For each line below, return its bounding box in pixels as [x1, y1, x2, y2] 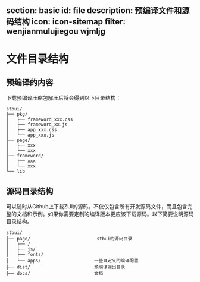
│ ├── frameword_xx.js [6, 122, 68, 128]
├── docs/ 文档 [6, 271, 104, 277]
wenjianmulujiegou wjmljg [6, 26, 106, 37]
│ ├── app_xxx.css [6, 127, 58, 133]
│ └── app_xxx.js [6, 132, 55, 138]
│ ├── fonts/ [6, 252, 44, 258]
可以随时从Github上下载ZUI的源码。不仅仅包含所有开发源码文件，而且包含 [6, 203, 187, 210]
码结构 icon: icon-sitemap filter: [6, 17, 126, 27]
